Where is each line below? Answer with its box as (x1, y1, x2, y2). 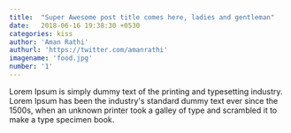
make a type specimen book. (9, 114, 115, 124)
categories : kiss (9, 29, 73, 38)
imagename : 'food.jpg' (9, 54, 93, 63)
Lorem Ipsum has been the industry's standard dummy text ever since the (9, 95, 279, 106)
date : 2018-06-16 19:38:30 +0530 (9, 21, 141, 30)
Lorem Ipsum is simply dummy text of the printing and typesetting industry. (9, 85, 283, 97)
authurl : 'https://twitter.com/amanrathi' (9, 46, 168, 55)
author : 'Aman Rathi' (9, 37, 89, 47)
